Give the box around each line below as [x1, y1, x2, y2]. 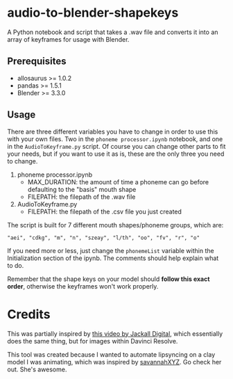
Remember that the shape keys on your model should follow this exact [7, 275, 210, 283]
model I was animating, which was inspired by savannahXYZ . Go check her [7, 357, 222, 366]
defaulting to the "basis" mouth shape [27, 185, 137, 193]
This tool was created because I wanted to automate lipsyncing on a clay [7, 350, 216, 359]
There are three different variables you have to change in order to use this [7, 127, 218, 136]
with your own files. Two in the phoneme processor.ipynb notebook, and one [7, 134, 223, 143]
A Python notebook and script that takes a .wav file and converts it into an [7, 28, 218, 36]
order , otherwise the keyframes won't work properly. [7, 282, 159, 290]
